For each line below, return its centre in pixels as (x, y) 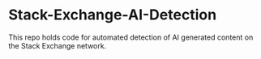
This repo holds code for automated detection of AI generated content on (131, 37)
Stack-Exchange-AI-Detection (113, 15)
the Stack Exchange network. (58, 45)
